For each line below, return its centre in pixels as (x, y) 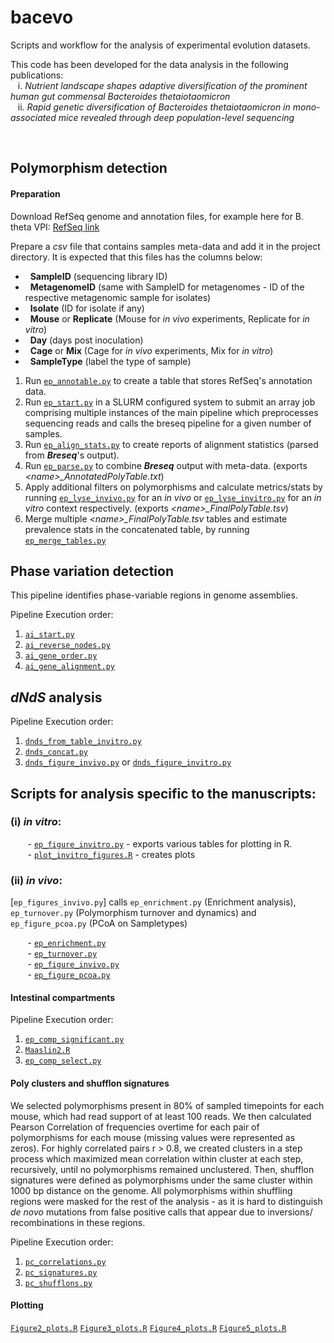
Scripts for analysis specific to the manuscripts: (163, 793)
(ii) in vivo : (36, 880)
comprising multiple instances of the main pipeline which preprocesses (171, 412)
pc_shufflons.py (58, 1283)
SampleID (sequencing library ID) (98, 276)
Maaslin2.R (47, 1051)
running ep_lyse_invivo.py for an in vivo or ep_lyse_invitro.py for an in (173, 497)
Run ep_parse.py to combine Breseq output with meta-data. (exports (166, 465)
